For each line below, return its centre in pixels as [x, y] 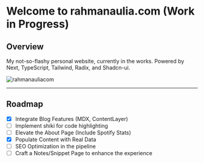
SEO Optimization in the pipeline [55, 147]
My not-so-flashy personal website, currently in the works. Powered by [95, 61]
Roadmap [25, 104]
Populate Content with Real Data [56, 139]
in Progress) [38, 24]
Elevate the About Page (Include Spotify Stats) [73, 133]
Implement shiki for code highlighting [61, 125]
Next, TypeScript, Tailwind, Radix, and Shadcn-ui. [68, 68]
